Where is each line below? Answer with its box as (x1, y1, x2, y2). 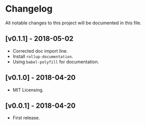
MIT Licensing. (12, 87, 44, 93)
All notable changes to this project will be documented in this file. (5, 20, 142, 26)
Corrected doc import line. (12, 48, 68, 54)
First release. (12, 115, 40, 121)
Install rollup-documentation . (12, 53, 74, 59)
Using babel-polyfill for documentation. (12, 59, 99, 65)
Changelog (5, 3, 53, 15)
